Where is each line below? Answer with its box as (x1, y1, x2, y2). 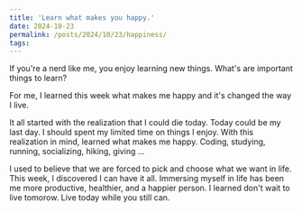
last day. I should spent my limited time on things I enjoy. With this (9, 127, 254, 138)
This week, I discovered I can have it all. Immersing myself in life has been (9, 173, 285, 184)
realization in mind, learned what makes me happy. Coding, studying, (9, 136, 266, 147)
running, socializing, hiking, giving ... (9, 146, 145, 157)
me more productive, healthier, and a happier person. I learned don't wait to (9, 182, 290, 194)
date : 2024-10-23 (9, 22, 75, 31)
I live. (9, 100, 30, 111)
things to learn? (9, 73, 68, 84)
